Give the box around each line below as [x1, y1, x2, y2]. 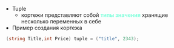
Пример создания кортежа [12, 24, 83, 31]
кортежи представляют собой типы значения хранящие [21, 11, 169, 19]
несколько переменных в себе [21, 18, 102, 25]
